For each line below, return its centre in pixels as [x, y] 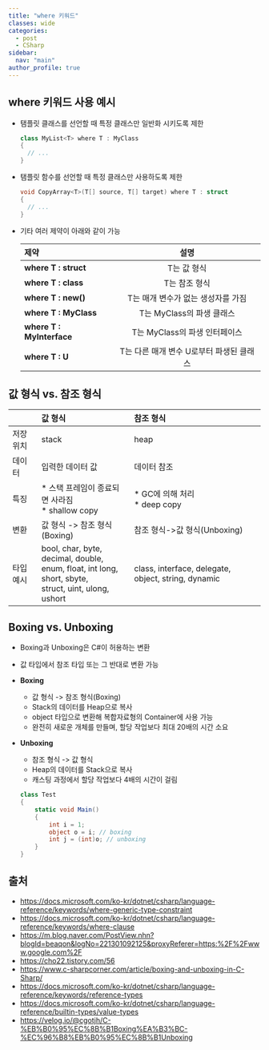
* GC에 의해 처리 [164, 494]
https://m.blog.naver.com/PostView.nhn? [87, 935]
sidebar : [23, 53]
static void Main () [67, 810]
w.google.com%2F [51, 952]
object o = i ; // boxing [90, 832]
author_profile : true [44, 68]
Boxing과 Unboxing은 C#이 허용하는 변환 [85, 648]
